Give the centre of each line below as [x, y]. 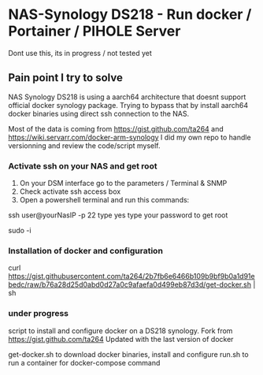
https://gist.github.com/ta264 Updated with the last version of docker [121, 339]
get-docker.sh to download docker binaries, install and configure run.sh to [129, 354]
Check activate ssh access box [70, 191]
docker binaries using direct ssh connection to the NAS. [99, 113]
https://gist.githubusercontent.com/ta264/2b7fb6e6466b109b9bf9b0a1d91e [131, 277]
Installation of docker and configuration [86, 251]
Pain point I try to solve [66, 78]
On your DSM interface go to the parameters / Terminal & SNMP [123, 184]
